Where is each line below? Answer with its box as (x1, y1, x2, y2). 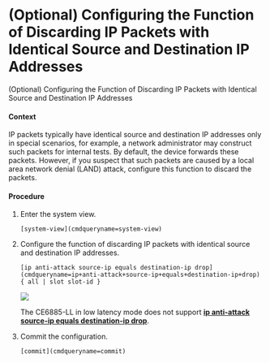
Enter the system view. (19, 210, 96, 219)
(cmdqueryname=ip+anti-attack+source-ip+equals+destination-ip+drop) (19, 270, 261, 279)
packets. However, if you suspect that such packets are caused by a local (8, 156, 255, 166)
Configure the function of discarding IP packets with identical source (19, 240, 251, 249)
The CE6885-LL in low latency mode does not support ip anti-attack (19, 307, 250, 318)
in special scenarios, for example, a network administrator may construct (8, 138, 252, 148)
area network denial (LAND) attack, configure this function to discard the (8, 164, 252, 174)
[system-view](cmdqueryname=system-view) (19, 225, 162, 233)
